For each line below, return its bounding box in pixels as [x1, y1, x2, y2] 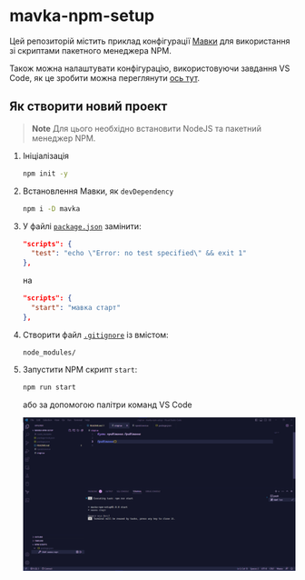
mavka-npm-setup [9, 5, 155, 26]
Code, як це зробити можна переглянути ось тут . [9, 72, 201, 83]
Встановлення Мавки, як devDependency [22, 185, 174, 196]
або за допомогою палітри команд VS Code [22, 399, 192, 410]
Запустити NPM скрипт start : [22, 364, 138, 375]
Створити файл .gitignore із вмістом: [22, 329, 170, 340]
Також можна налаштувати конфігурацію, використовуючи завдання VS [9, 63, 290, 74]
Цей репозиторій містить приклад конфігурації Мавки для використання [9, 35, 290, 46]
